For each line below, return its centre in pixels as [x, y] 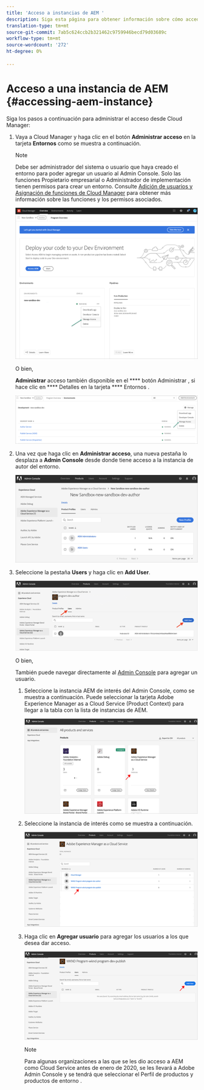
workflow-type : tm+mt [34, 39]
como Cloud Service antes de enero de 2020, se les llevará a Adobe [110, 1068]
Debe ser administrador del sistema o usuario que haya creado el [97, 167]
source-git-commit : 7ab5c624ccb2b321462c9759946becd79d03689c [87, 32]
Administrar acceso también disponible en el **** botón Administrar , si [105, 380]
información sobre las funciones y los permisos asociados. [89, 199]
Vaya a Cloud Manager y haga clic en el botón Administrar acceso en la [105, 136]
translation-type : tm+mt [38, 26]
